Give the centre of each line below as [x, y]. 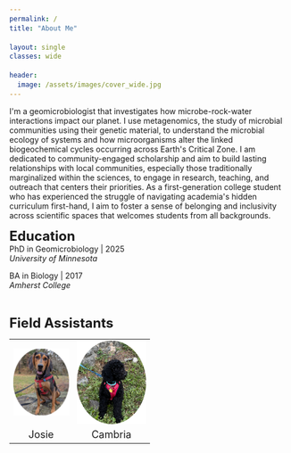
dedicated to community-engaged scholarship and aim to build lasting [138, 158]
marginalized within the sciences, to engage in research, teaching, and [139, 177]
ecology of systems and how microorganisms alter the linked [121, 139]
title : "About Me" [43, 28]
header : [24, 76]
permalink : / [33, 19]
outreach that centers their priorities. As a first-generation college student [145, 186]
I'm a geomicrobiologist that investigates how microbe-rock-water [131, 111]
